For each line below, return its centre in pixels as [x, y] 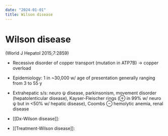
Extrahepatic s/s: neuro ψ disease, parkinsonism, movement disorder [85, 93]
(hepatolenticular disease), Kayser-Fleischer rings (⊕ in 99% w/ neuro [87, 98]
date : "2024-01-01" [26, 10]
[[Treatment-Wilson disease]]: [44, 128]
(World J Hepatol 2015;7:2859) [37, 53]
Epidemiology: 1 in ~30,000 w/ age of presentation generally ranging [84, 78]
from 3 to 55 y [27, 83]
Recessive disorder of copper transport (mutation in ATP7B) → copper [86, 63]
